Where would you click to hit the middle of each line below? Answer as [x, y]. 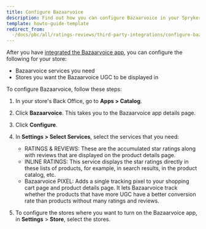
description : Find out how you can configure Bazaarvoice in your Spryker [104, 18]
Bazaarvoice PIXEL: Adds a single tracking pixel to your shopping [107, 181]
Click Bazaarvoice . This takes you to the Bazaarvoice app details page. [105, 113]
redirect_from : [26, 29]
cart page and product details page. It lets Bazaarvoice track [101, 188]
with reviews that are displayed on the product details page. [100, 155]
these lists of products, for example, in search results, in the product [111, 168]
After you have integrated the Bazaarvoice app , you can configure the [94, 52]
